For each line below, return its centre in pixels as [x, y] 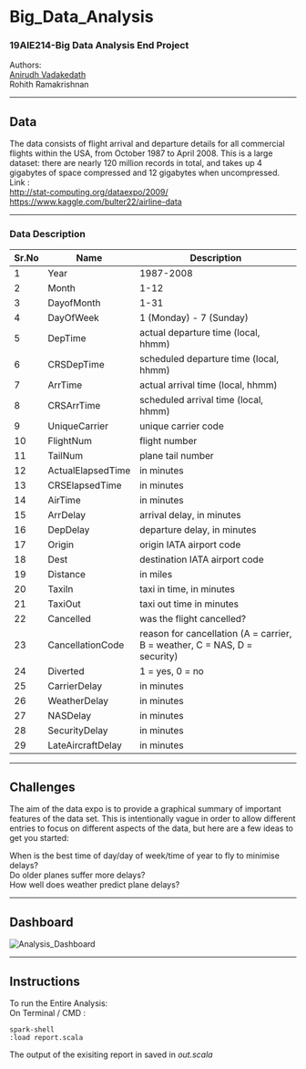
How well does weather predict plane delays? [95, 885]
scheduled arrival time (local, [202, 400]
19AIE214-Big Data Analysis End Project [99, 46]
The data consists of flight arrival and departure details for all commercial [147, 144]
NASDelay [70, 715]
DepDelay [69, 529]
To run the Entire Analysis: [59, 1003]
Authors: [25, 65]
